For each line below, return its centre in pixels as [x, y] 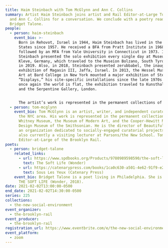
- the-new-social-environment [41, 205]
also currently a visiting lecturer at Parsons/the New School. [87, 135]
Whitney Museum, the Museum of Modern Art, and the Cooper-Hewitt [89, 121]
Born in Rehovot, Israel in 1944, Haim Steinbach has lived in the [90, 43]
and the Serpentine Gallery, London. [58, 89]
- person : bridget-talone [37, 149]
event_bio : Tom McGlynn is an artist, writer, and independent [81, 112]
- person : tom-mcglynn [33, 107]
